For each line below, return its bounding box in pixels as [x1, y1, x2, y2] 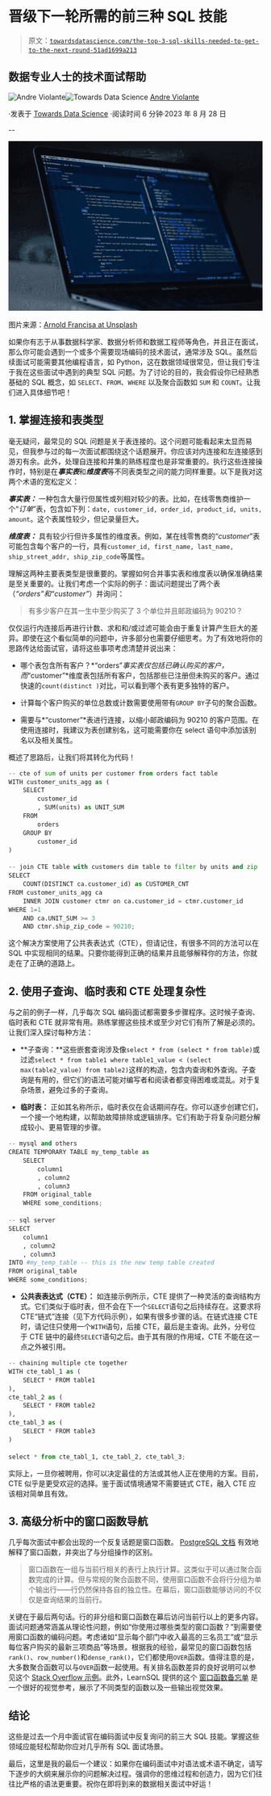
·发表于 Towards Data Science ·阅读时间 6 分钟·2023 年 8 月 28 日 [8, 108, 227, 118]
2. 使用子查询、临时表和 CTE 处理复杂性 [8, 984, 206, 998]
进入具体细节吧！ [15, 387, 73, 397]
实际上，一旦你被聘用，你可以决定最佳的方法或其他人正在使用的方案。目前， [8, 1468, 263, 1478]
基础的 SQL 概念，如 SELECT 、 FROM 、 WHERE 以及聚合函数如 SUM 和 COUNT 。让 [8, 377, 254, 387]
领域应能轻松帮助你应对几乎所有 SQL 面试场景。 [8, 1742, 168, 1752]
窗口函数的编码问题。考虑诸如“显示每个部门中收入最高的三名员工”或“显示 [15, 1632, 258, 1642]
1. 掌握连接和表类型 [8, 413, 104, 427]
